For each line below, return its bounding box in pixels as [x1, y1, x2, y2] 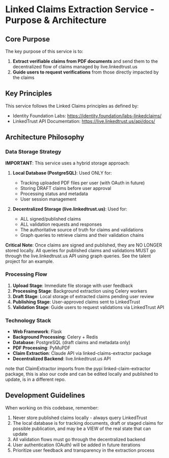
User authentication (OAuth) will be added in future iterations [12, 442, 141, 448]
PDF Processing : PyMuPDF [12, 345, 71, 351]
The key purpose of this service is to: [5, 49, 83, 54]
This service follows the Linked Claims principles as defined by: [5, 103, 139, 109]
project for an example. [5, 258, 54, 264]
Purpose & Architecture [5, 14, 107, 26]
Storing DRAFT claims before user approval [20, 185, 111, 191]
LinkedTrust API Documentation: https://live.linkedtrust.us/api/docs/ [12, 118, 155, 124]
